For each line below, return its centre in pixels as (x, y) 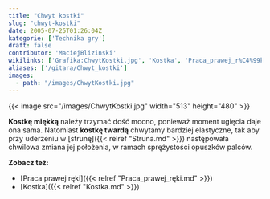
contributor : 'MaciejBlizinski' (62, 53)
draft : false (30, 46)
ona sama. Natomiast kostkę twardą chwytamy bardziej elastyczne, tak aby (134, 130)
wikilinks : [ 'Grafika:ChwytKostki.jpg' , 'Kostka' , (95, 61)
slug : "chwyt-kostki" (45, 23)
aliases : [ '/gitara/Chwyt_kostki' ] (68, 68)
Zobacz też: (29, 162)
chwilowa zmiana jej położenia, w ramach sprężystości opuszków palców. (131, 147)
